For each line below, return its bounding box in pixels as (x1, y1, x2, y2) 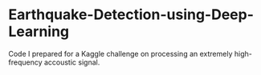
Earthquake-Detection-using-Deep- (8, 6, 255, 24)
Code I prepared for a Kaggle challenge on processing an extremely (8, 49, 233, 58)
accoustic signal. (43, 57, 100, 67)
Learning (8, 22, 70, 41)
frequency (8, 57, 43, 67)
